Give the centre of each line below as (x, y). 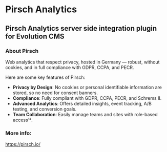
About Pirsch (22, 51)
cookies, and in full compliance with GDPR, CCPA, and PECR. (70, 67)
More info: (18, 133)
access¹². (23, 120)
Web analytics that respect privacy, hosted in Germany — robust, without (82, 62)
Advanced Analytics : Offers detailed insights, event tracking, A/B (82, 103)
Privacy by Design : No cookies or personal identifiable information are (87, 87)
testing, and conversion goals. (45, 109)
